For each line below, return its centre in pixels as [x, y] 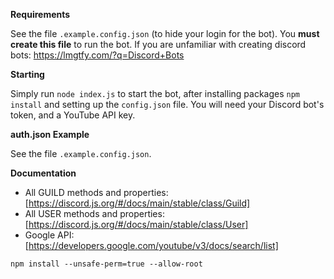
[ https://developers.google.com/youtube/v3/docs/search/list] [151, 245]
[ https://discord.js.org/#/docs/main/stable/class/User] [136, 224]
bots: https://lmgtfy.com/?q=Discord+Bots [97, 55]
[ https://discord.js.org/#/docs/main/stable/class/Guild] [137, 203]
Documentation [43, 173]
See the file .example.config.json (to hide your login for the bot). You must [165, 33]
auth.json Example [50, 134]
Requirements [40, 14]
